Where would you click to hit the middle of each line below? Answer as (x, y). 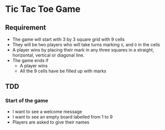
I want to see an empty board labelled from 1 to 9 (62, 117)
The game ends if (30, 60)
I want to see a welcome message (47, 111)
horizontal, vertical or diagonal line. (48, 55)
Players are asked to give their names (51, 122)
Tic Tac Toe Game (43, 9)
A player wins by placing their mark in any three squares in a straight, (83, 50)
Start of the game (27, 101)
